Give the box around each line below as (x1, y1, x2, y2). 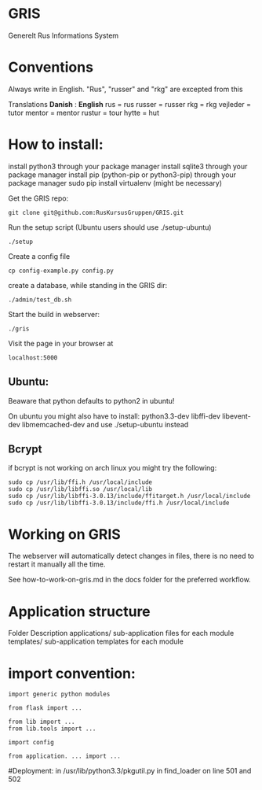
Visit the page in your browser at (8, 338, 114, 348)
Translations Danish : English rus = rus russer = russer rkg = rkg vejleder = (8, 99, 252, 109)
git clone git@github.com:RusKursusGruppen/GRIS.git (8, 209, 184, 216)
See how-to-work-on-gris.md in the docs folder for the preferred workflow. (8, 575, 251, 585)
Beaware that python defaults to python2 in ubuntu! (8, 396, 175, 405)
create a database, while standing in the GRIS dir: (8, 280, 168, 290)
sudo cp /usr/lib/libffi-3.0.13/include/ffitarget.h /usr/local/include (8, 493, 251, 500)
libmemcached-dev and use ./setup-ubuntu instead (22, 419, 189, 429)
